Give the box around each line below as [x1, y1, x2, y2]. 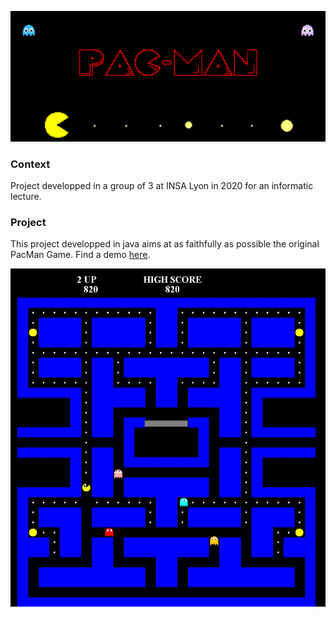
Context [10, 157, 51, 171]
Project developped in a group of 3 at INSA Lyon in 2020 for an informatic [10, 180, 314, 192]
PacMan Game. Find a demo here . [10, 249, 151, 261]
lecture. [10, 191, 42, 203]
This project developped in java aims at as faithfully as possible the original [10, 238, 320, 250]
